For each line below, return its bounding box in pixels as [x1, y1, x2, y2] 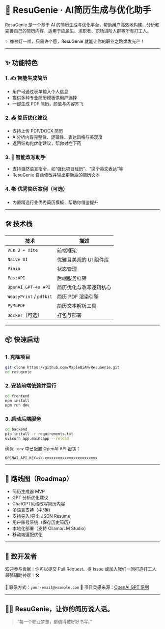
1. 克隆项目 [5, 353, 30, 360]
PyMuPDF [7, 303, 26, 308]
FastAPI [7, 275, 26, 281]
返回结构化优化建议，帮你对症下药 [12, 140, 82, 146]
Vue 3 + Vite [7, 247, 38, 253]
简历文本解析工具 [57, 302, 97, 309]
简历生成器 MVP [12, 489, 45, 495]
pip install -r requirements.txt [5, 431, 74, 436]
